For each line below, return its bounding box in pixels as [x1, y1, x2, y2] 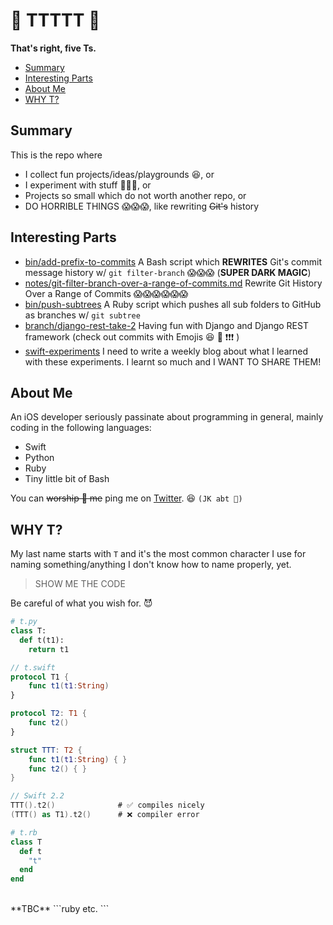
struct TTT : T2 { [10, 745, 83, 755]
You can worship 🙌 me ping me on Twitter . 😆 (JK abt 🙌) [10, 492, 243, 504]
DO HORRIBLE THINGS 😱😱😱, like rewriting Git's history [24, 200, 260, 212]
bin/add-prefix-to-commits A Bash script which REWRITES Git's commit [24, 255, 322, 268]
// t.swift [10, 662, 56, 673]
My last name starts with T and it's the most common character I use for [10, 548, 307, 560]
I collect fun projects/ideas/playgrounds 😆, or [24, 168, 215, 180]
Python [24, 452, 55, 464]
